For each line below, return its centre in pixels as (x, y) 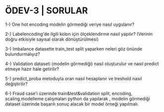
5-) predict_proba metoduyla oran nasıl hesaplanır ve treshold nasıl (74, 78)
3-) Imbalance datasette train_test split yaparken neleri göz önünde (74, 49)
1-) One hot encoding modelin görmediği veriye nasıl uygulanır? (70, 24)
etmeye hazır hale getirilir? (32, 69)
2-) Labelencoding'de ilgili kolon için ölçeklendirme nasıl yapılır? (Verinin (79, 34)
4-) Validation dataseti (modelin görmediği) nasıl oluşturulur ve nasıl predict (82, 63)
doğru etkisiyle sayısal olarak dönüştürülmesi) (52, 39)
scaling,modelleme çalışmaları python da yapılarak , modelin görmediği (78, 99)
